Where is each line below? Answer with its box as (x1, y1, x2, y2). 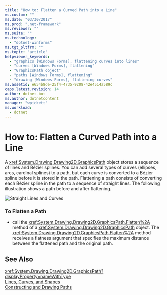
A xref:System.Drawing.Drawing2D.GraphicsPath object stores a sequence (5, 159, 159, 165)
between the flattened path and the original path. (12, 240, 113, 246)
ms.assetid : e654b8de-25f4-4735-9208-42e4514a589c (5, 82, 113, 87)
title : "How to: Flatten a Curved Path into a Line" (5, 7, 117, 13)
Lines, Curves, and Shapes (5, 279, 61, 285)
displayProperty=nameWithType (5, 273, 71, 279)
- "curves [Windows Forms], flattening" (9, 63, 95, 68)
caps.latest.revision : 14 (5, 86, 59, 92)
